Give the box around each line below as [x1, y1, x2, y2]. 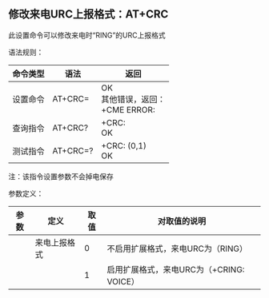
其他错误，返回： [101, 93, 166, 105]
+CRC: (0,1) [101, 140, 147, 151]
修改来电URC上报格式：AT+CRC [8, 7, 169, 22]
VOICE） [106, 276, 140, 287]
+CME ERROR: [101, 104, 155, 115]
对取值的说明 [157, 215, 207, 226]
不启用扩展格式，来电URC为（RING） [106, 243, 248, 254]
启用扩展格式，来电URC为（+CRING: [106, 264, 245, 275]
